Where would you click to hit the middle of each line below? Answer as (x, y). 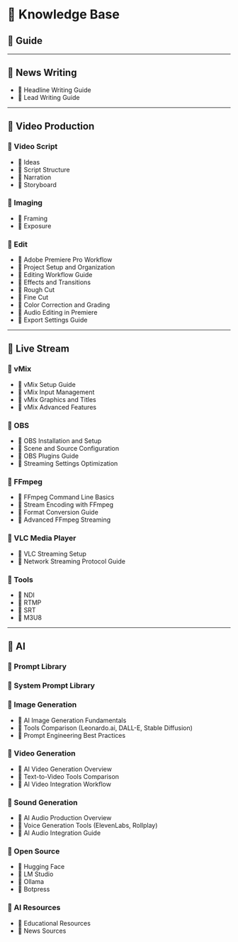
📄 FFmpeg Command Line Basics (66, 497)
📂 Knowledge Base (64, 15)
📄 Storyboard (37, 184)
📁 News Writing (42, 73)
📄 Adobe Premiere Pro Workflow (65, 260)
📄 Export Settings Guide (52, 320)
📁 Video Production (51, 127)
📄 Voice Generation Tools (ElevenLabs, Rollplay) (87, 826)
